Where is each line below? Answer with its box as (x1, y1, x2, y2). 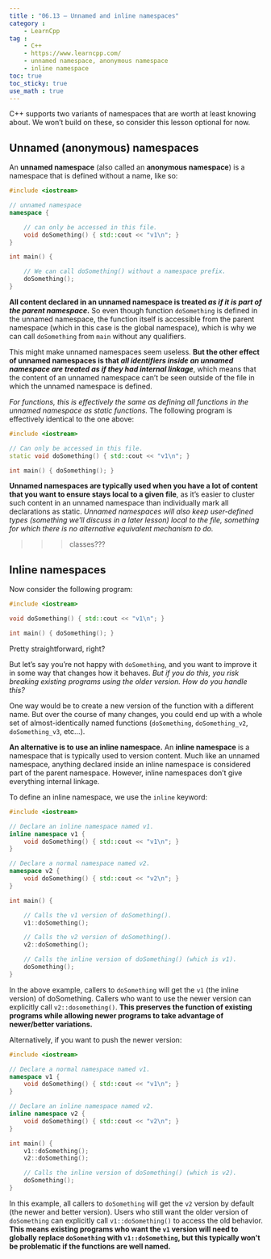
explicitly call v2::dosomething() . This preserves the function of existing (9, 1002, 252, 1012)
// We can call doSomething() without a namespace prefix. (23, 267, 227, 275)
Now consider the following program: (9, 585, 133, 594)
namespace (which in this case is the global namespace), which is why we (9, 322, 257, 332)
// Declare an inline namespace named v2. (9, 1102, 154, 1110)
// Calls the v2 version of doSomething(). (23, 934, 173, 942)
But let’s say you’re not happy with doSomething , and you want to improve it (9, 659, 257, 669)
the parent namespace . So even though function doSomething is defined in (9, 305, 258, 315)
